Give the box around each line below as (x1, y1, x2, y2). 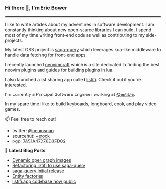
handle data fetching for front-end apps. (5, 52, 87, 58)
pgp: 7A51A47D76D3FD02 (12, 138, 66, 144)
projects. (5, 37, 23, 44)
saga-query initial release (12, 168, 64, 174)
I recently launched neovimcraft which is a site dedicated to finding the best (5, 62, 160, 68)
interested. (5, 82, 27, 88)
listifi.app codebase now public (12, 178, 76, 185)
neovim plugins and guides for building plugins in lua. (5, 67, 114, 73)
